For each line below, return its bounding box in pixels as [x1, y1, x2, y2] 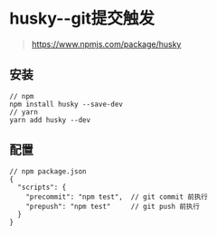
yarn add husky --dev [9, 115, 91, 125]
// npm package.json [9, 166, 88, 176]
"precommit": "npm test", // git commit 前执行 [25, 192, 208, 202]
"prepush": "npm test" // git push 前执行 [25, 202, 201, 211]
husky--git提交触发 [9, 8, 156, 29]
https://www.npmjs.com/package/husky [31, 38, 182, 50]
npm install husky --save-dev [9, 99, 124, 108]
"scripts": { [17, 183, 67, 192]
